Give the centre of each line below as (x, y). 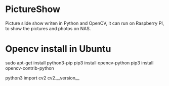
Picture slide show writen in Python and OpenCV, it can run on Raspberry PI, (85, 23)
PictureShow (33, 9)
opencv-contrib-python (30, 68)
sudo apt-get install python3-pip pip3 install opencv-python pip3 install (79, 63)
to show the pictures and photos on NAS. (48, 28)
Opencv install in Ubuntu (58, 49)
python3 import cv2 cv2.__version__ (43, 78)
